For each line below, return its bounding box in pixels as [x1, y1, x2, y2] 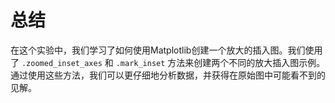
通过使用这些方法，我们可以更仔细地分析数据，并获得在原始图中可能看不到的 [10, 69, 326, 81]
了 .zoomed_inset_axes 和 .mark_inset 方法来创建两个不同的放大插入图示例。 [10, 56, 326, 68]
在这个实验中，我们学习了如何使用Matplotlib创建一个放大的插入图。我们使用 [10, 44, 323, 56]
